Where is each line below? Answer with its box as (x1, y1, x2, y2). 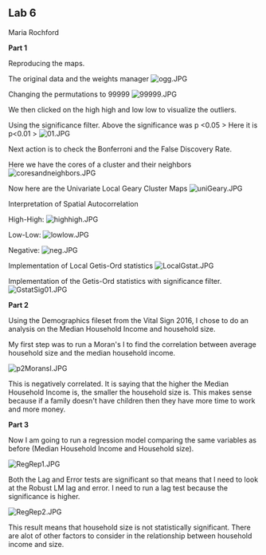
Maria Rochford (8, 27, 60, 37)
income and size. (8, 539, 65, 549)
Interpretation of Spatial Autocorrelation (8, 199, 139, 208)
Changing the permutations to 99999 (8, 89, 130, 99)
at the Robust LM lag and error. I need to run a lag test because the (8, 482, 229, 493)
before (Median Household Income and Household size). (8, 443, 194, 453)
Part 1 (8, 43, 28, 53)
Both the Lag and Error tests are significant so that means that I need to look (8, 474, 259, 484)
